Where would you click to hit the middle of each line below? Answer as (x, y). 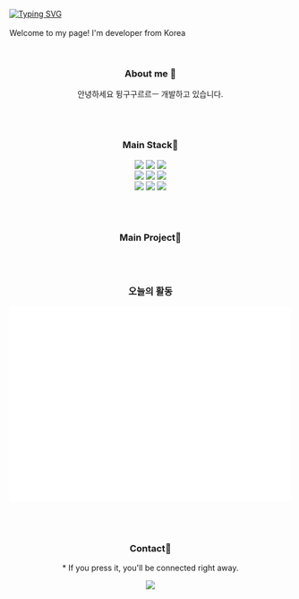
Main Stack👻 (150, 145)
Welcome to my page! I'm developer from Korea (98, 33)
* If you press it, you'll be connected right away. (150, 568)
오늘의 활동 (150, 291)
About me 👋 (150, 74)
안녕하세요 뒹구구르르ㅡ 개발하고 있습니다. (150, 94)
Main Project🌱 (150, 237)
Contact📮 (150, 548)
